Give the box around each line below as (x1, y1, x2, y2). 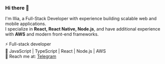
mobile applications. (5, 21, 46, 27)
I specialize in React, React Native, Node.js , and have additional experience (5, 26, 161, 32)
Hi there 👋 (5, 4, 30, 11)
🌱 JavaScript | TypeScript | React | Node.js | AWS (5, 48, 106, 54)
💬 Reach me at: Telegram (5, 54, 56, 60)
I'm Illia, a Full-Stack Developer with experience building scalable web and (5, 16, 157, 22)
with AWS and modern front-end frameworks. (5, 32, 99, 37)
